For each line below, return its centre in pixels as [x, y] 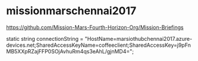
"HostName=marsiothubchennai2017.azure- [139, 38]
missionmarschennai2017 [71, 11]
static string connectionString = [45, 38]
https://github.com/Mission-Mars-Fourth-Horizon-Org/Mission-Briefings [95, 27]
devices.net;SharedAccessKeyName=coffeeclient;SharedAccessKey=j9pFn [99, 45]
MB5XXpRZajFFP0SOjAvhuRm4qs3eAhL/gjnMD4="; [70, 51]
